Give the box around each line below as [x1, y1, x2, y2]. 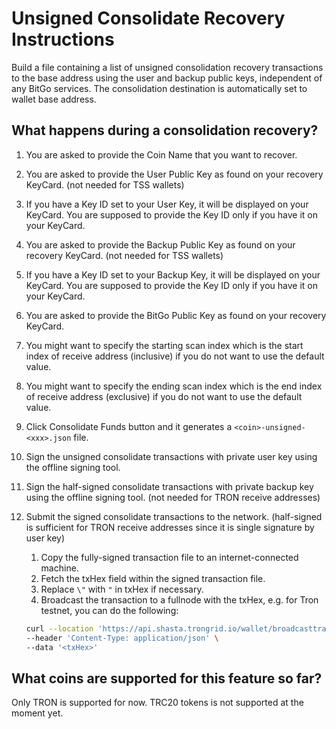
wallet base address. [11, 93, 97, 105]
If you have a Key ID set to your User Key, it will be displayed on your [25, 198, 309, 210]
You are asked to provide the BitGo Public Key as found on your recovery [25, 309, 327, 321]
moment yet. [11, 707, 64, 719]
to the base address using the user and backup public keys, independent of [11, 72, 323, 84]
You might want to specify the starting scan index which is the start [25, 339, 304, 351]
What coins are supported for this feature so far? [11, 670, 323, 687]
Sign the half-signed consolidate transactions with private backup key [25, 480, 314, 492]
